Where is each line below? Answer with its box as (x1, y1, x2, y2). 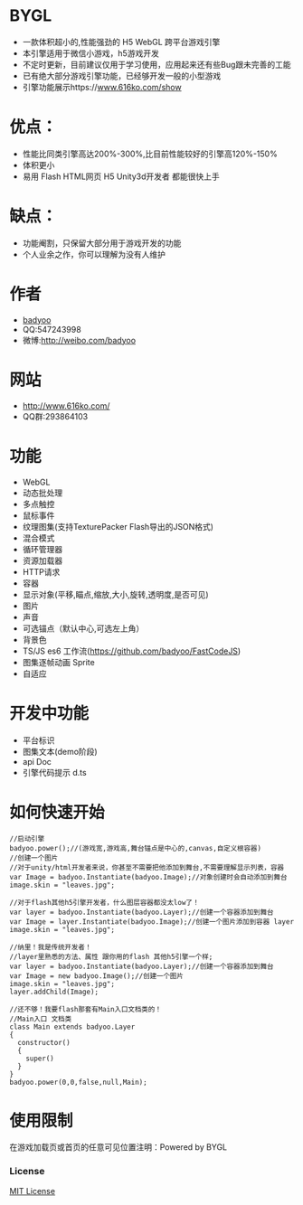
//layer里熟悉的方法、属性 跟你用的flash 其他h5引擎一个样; (9, 952, 213, 961)
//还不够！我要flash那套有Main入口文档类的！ (9, 1004, 162, 1013)
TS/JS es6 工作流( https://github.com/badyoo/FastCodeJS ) (22, 645, 241, 656)
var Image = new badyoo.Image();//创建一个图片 (9, 971, 184, 981)
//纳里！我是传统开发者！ (9, 942, 92, 952)
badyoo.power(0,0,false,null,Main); (9, 1078, 147, 1087)
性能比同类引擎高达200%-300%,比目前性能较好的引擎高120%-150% (22, 148, 278, 159)
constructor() (17, 1038, 71, 1047)
